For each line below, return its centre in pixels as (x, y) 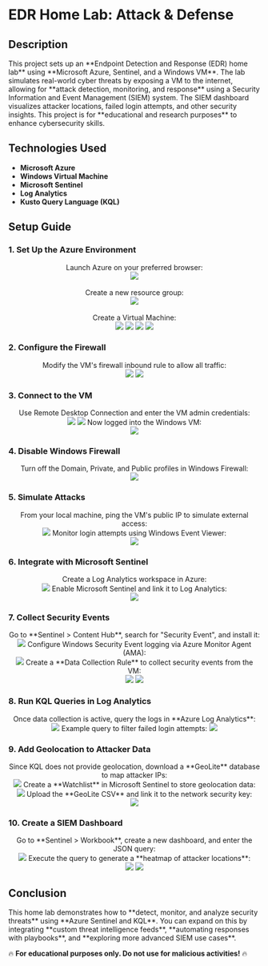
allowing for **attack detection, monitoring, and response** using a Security (134, 89)
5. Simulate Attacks (47, 497)
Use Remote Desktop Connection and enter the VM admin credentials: (134, 413)
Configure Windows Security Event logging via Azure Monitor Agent (140, 645)
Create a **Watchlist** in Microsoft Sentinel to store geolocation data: (139, 784)
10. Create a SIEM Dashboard (66, 823)
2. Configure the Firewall (57, 348)
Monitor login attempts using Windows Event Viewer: (139, 533)
